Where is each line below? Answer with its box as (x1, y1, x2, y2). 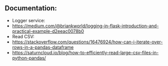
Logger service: (12, 17, 46, 23)
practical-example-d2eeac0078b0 (12, 28, 85, 34)
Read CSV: (12, 33, 35, 39)
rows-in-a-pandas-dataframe (12, 44, 74, 50)
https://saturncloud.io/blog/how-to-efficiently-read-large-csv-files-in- (12, 49, 159, 55)
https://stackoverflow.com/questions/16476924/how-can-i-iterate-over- (12, 39, 163, 45)
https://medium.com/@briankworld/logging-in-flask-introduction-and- (12, 23, 159, 29)
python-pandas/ (12, 55, 46, 61)
